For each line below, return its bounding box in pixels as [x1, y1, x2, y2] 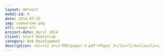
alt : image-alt [5, 25, 36, 30]
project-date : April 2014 [5, 30, 58, 35]
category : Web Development [5, 39, 60, 44]
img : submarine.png [5, 20, 45, 26]
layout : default [5, 7, 38, 12]
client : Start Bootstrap [5, 35, 56, 39]
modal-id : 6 [5, 12, 29, 17]
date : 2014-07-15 [5, 16, 41, 21]
